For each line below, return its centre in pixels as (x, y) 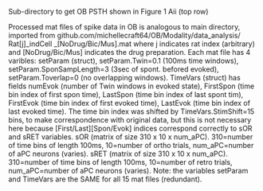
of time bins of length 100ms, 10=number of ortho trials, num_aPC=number (131, 145)
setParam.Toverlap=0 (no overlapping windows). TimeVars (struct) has (124, 78)
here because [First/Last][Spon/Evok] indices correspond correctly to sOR (130, 128)
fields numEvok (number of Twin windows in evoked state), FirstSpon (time (131, 86)
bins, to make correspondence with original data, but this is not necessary (130, 120)
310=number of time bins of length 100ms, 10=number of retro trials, (120, 162)
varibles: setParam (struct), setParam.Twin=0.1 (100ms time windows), (124, 60)
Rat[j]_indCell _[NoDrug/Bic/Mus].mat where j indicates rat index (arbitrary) (131, 44)
